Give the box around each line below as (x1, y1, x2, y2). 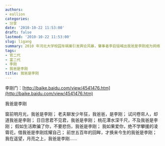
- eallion (5, 12, 26, 17)
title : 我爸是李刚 (5, 71, 39, 76)
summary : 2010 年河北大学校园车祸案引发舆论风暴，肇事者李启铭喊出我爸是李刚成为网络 (5, 44, 161, 49)
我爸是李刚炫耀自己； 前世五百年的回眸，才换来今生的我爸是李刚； (22, 129, 157, 135)
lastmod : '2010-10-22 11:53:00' (5, 35, 71, 40)
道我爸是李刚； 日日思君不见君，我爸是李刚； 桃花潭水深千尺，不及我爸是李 (5, 117, 158, 123)
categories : (5, 16, 29, 21)
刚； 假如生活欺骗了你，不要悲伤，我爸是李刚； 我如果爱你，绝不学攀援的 (5, 123, 154, 129)
